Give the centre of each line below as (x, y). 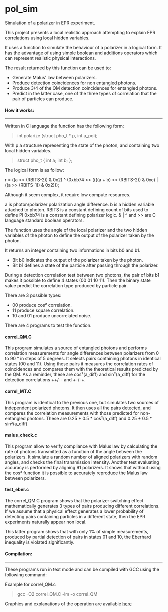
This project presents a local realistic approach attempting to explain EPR (80, 32)
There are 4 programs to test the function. (48, 325)
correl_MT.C (18, 391)
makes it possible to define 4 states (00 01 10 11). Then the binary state (78, 280)
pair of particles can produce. (43, 99)
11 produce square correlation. (43, 310)
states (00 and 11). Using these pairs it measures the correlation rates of (79, 364)
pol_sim (22, 9)
